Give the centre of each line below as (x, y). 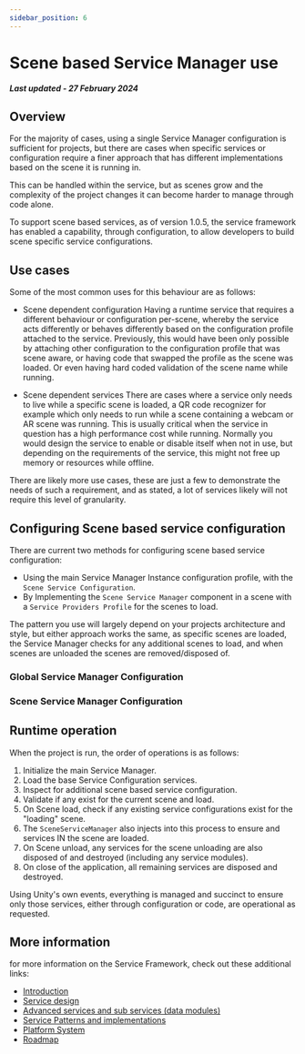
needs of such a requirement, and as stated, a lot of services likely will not (149, 490)
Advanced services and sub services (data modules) (122, 1010)
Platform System (54, 1030)
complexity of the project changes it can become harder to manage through (152, 195)
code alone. (32, 205)
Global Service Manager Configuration (97, 676)
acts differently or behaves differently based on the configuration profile (158, 329)
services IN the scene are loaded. (86, 837)
